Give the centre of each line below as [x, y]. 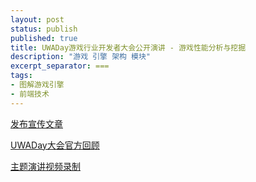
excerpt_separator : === [60, 66]
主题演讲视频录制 [45, 166]
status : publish [44, 29]
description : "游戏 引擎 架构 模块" [81, 57]
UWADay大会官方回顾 [55, 145]
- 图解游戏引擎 [37, 85]
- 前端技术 [30, 94]
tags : [21, 76]
